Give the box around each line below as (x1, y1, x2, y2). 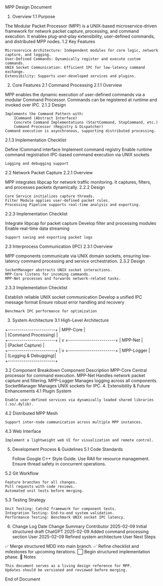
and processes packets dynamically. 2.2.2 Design (5, 184, 105, 190)
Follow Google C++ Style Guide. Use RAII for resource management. (12, 456, 150, 462)
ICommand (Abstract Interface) (14, 116, 78, 121)
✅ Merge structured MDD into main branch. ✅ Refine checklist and (5, 544, 139, 549)
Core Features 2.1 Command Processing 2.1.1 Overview (12, 82, 122, 88)
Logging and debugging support (5, 161, 69, 166)
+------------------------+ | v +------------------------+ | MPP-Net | (5, 337, 143, 343)
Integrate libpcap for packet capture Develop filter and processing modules (5, 221, 157, 226)
